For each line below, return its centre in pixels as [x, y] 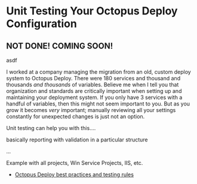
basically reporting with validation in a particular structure [77, 140]
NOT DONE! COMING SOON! [60, 46]
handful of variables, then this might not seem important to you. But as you [98, 104]
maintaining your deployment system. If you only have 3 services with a [94, 97]
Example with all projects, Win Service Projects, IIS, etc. [75, 163]
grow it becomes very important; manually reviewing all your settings [91, 110]
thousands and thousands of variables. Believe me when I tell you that [93, 85]
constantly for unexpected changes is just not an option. [76, 116]
